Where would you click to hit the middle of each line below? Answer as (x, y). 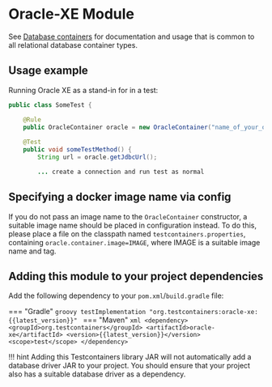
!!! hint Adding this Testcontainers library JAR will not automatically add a (130, 357)
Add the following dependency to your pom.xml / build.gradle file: (116, 296)
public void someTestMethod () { (77, 150)
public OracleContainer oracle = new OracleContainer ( (117, 127)
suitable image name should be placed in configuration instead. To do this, (133, 225)
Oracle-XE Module (72, 14)
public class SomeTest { (50, 105)
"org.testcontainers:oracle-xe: (204, 313)
